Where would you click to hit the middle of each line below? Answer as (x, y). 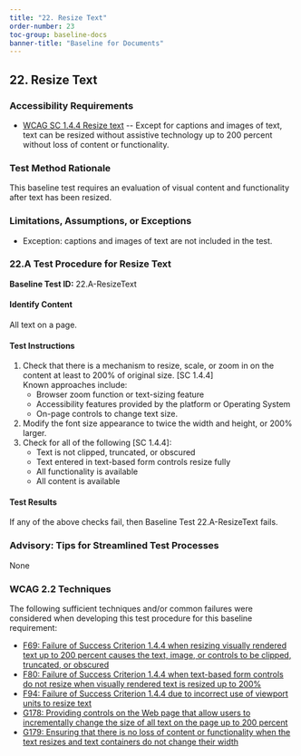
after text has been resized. (60, 198)
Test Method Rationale (60, 168)
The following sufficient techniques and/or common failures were (131, 609)
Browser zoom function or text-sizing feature (120, 394)
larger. (34, 433)
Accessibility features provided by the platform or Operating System (163, 404)
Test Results (33, 502)
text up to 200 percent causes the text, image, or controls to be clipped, (157, 655)
